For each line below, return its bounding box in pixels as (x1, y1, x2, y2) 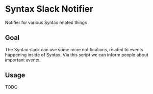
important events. (5, 57, 41, 63)
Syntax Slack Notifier (5, 3, 94, 15)
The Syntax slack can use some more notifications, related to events (5, 46, 144, 52)
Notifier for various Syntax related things (5, 19, 87, 25)
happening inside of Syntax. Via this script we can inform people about (5, 52, 149, 57)
